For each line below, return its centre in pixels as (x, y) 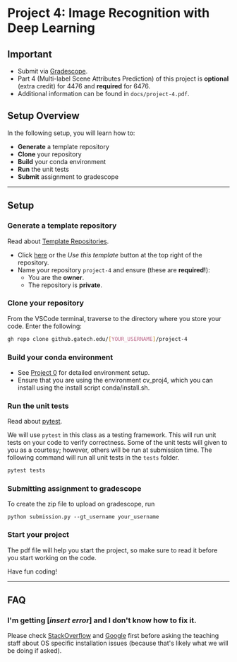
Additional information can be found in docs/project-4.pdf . (103, 94)
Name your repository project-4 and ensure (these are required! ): (114, 269)
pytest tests (26, 471)
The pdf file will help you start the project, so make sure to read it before (113, 550)
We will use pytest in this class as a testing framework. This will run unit (112, 435)
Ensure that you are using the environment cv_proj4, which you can (115, 380)
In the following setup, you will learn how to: (71, 133)
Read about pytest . (35, 422)
